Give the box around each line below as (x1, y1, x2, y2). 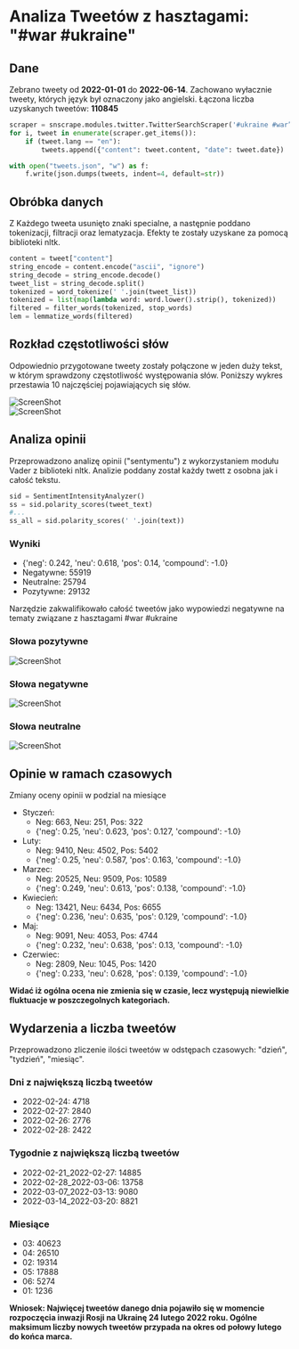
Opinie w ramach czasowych (9, 766, 173, 781)
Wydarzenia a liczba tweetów (9, 1020, 176, 1035)
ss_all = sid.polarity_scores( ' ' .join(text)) (9, 517, 185, 526)
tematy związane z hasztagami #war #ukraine (9, 613, 178, 624)
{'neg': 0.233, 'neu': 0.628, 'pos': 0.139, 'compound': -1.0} (35, 969, 247, 979)
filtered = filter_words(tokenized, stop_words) (9, 304, 193, 313)
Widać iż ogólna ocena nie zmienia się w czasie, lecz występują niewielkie (9, 985, 289, 996)
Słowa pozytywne (9, 635, 89, 648)
